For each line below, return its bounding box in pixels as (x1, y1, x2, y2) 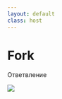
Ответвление (7, 71, 47, 79)
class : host (7, 17, 42, 24)
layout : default (7, 10, 55, 18)
